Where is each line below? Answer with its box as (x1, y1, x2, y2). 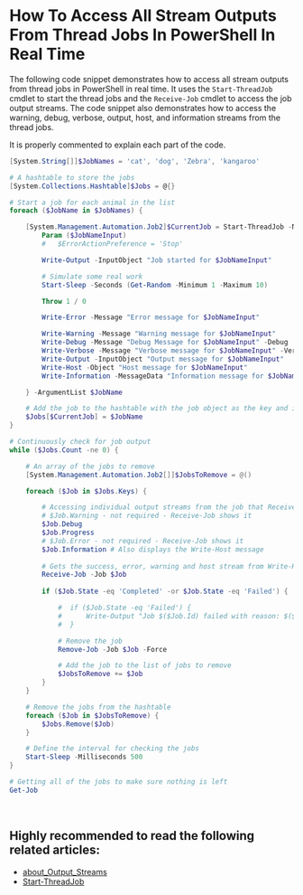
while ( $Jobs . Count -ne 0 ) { (9, 445, 119, 455)
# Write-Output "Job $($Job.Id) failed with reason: (57, 611, 280, 620)
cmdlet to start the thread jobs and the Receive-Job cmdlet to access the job (9, 92, 292, 104)
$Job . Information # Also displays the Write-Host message (41, 544, 264, 554)
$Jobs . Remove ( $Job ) (41, 720, 115, 729)
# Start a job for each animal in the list (9, 198, 176, 207)
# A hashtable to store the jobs (9, 173, 135, 182)
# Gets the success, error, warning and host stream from (41, 561, 264, 570)
